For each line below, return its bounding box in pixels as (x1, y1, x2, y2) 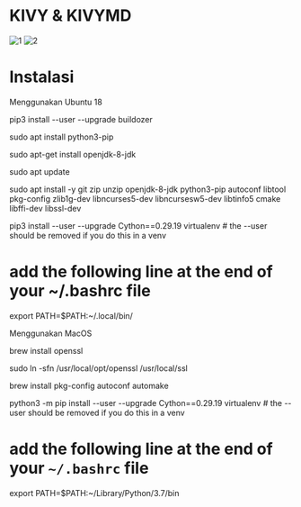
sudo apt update (9, 166, 70, 177)
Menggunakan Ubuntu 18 (9, 96, 103, 107)
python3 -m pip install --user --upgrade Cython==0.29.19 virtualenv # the (9, 397, 283, 408)
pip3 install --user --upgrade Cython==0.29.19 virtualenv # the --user (9, 220, 268, 231)
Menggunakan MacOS (9, 328, 93, 339)
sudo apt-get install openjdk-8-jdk (9, 149, 137, 159)
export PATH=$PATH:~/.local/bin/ (9, 310, 133, 321)
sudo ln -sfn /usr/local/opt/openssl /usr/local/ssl (9, 362, 189, 374)
